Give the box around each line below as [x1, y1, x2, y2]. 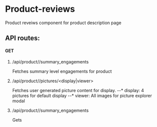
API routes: [5, 34, 40, 42]
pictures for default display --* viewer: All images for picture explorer [12, 93, 152, 98]
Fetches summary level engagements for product [12, 68, 112, 74]
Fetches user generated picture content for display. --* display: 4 [12, 87, 144, 93]
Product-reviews [5, 3, 75, 15]
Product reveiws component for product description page [5, 20, 122, 26]
